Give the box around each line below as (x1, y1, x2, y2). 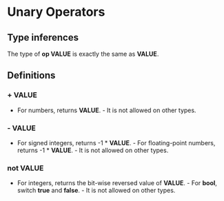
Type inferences (7, 32, 79, 43)
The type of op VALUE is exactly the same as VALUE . (7, 50, 159, 58)
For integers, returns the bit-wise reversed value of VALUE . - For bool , (17, 179, 217, 187)
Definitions (7, 70, 56, 81)
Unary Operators (7, 4, 105, 20)
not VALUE (7, 163, 44, 173)
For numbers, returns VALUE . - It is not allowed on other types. (17, 106, 196, 114)
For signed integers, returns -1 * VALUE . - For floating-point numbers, (17, 138, 216, 147)
